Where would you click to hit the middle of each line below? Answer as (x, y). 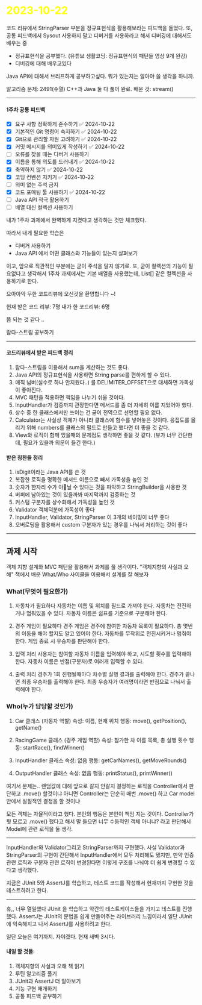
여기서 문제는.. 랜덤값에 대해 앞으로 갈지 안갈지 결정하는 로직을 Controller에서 (97, 786)
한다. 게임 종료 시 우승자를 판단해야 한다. (62, 641)
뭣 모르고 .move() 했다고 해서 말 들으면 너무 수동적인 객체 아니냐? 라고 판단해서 (99, 821)
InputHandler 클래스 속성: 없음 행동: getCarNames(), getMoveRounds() (101, 760)
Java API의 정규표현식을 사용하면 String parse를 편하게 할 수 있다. (93, 375)
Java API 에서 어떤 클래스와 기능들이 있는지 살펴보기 (76, 253)
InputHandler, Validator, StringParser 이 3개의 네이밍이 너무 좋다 (92, 517)
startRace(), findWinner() (54, 747)
